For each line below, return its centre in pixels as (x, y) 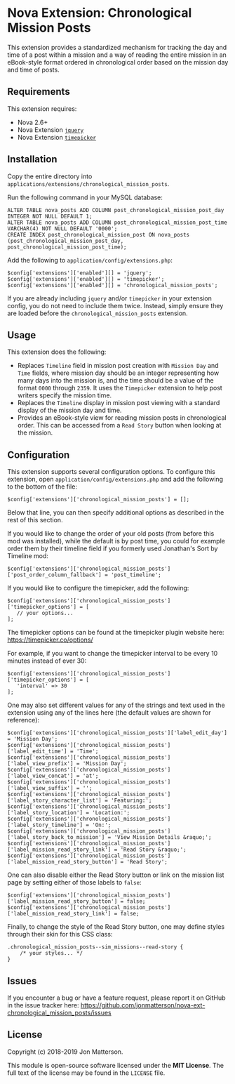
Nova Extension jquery (51, 130)
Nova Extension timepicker (57, 137)
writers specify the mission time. (65, 395)
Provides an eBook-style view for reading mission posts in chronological (122, 418)
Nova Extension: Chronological (100, 13)
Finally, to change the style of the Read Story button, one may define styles (116, 927)
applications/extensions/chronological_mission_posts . (88, 183)
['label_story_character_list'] (54, 801)
